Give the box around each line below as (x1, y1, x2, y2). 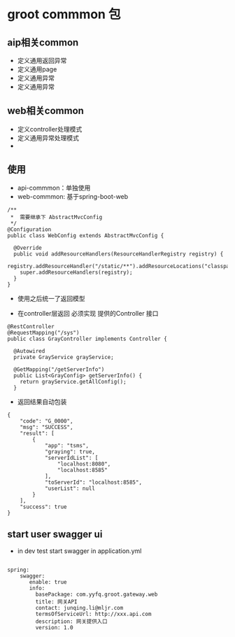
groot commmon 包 (7, 6, 121, 22)
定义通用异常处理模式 (17, 134, 79, 142)
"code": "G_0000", (20, 417, 73, 424)
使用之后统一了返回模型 (17, 294, 85, 302)
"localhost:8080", (57, 460, 111, 468)
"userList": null (44, 484, 96, 492)
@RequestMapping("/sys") (7, 329, 80, 336)
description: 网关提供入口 (35, 618, 108, 625)
